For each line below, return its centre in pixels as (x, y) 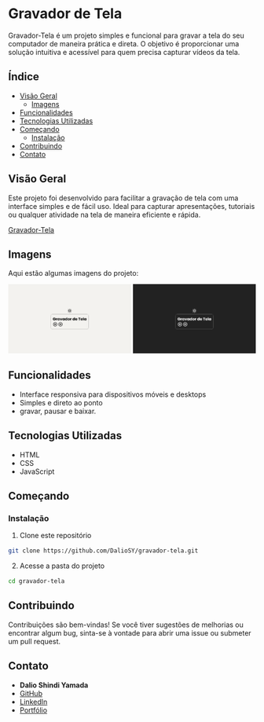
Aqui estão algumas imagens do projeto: (73, 273)
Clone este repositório (55, 536)
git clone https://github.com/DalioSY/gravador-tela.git (103, 551)
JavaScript (37, 471)
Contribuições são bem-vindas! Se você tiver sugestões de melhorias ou (126, 625)
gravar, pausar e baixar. (58, 411)
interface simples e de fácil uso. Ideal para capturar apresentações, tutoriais (132, 206)
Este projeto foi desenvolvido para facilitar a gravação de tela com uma (123, 198)
